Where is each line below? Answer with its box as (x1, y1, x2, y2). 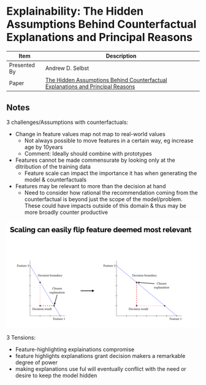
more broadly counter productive (24, 208, 109, 216)
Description (105, 52, 137, 59)
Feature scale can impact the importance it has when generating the (24, 170, 197, 177)
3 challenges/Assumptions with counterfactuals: (6, 118, 129, 126)
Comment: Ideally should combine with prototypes (24, 150, 152, 158)
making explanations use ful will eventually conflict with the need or (15, 365, 187, 372)
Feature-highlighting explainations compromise (15, 345, 135, 353)
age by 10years (24, 143, 63, 151)
